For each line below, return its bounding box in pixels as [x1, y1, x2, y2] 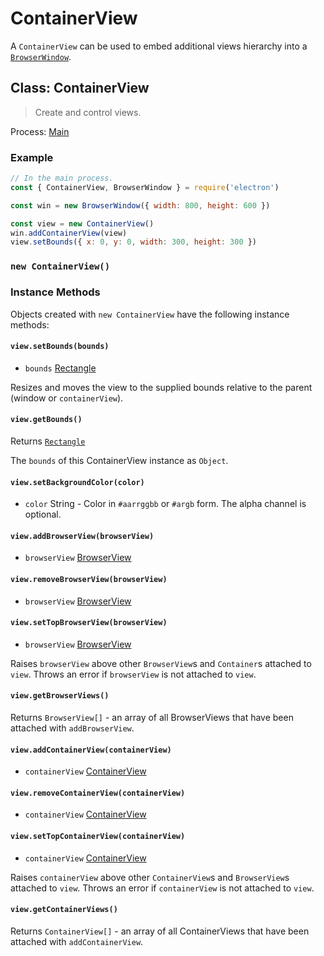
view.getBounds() [10, 415, 83, 425]
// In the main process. [10, 173, 114, 184]
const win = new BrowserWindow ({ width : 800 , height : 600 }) [10, 200, 271, 211]
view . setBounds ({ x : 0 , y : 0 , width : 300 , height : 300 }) [10, 237, 258, 247]
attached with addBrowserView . [10, 722, 135, 734]
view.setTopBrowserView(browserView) [10, 618, 168, 628]
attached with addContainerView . [10, 935, 144, 947]
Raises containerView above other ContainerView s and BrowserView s [10, 871, 290, 883]
